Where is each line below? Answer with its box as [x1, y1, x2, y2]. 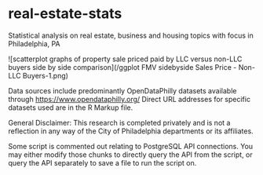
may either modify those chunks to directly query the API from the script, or [8, 150, 253, 159]
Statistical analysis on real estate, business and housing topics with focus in [8, 31, 254, 40]
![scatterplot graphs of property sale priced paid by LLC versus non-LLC [8, 54, 243, 64]
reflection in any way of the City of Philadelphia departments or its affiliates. [8, 126, 254, 136]
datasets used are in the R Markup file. [8, 103, 133, 112]
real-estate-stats [8, 5, 122, 23]
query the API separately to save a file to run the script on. [8, 158, 197, 167]
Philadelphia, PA [8, 38, 60, 48]
